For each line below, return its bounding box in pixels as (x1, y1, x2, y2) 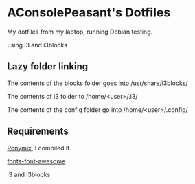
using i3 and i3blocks (7, 41, 67, 49)
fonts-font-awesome (7, 157, 66, 165)
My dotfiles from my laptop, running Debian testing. (7, 27, 153, 36)
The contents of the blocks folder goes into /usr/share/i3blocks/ (7, 79, 188, 87)
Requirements (7, 126, 69, 137)
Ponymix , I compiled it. (7, 143, 71, 152)
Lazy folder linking (7, 60, 89, 73)
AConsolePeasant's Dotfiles (7, 5, 171, 21)
